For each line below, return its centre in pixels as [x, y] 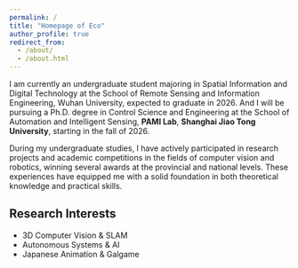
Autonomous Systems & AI [71, 244]
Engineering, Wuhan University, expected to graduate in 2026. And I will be [147, 102]
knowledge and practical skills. [66, 186]
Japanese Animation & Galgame [81, 254]
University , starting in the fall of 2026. [80, 131]
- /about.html [43, 59]
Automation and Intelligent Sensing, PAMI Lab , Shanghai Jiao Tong [133, 122]
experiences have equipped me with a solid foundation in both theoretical [144, 177]
